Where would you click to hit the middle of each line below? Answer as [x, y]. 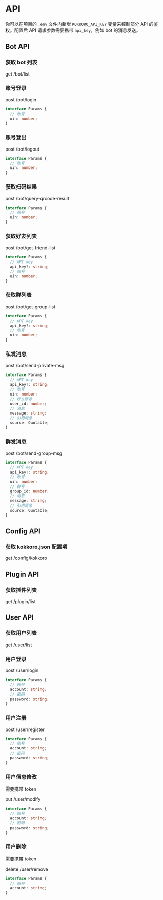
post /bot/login [21, 99]
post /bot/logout [23, 149]
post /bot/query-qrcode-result [37, 198]
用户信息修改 [21, 777]
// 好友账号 [21, 399]
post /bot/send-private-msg [35, 366]
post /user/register [25, 729]
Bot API [17, 47]
